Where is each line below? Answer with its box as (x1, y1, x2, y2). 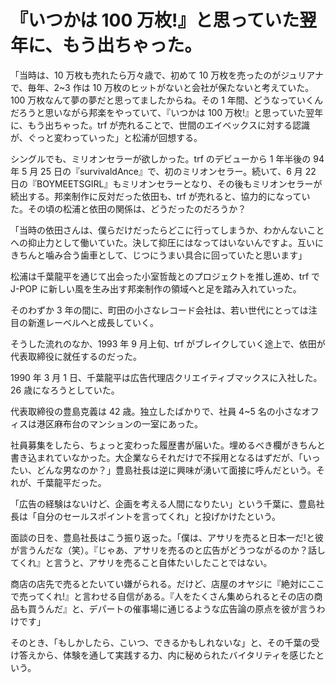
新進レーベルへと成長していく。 (27, 316, 159, 328)
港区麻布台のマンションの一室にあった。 (36, 417, 203, 430)
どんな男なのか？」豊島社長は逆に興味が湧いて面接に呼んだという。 (36, 464, 317, 476)
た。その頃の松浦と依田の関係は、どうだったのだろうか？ (10, 202, 247, 215)
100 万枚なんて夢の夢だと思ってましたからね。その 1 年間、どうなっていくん (10, 94, 324, 106)
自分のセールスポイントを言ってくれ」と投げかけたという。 (36, 510, 282, 522)
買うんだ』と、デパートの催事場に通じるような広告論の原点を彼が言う (27, 602, 317, 615)
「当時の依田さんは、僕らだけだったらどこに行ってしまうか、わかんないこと (10, 224, 325, 236)
